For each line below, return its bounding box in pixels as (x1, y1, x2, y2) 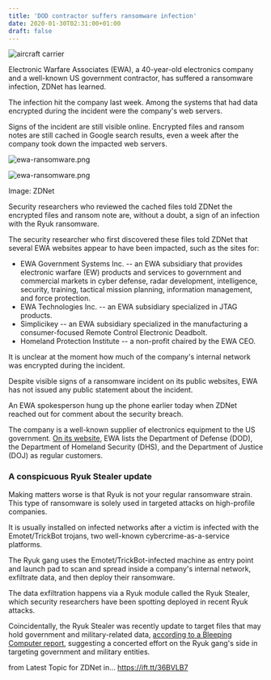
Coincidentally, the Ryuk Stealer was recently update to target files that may (8, 621, 261, 631)
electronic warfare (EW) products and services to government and (19, 268, 242, 278)
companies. (8, 507, 48, 516)
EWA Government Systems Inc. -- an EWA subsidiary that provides (19, 259, 243, 269)
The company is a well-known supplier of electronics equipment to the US (8, 425, 256, 435)
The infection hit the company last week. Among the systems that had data (8, 98, 258, 108)
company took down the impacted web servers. (8, 139, 167, 149)
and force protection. (19, 293, 91, 304)
